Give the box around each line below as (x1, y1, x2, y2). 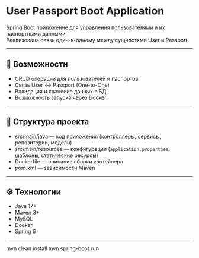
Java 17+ (14, 203, 37, 210)
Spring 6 (14, 228, 36, 235)
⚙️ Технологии (6, 187, 61, 197)
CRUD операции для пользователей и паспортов (14, 75, 139, 82)
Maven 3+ (14, 209, 40, 216)
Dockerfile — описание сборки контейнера (14, 158, 123, 165)
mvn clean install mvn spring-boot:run (6, 245, 99, 252)
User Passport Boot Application (6, 4, 165, 18)
